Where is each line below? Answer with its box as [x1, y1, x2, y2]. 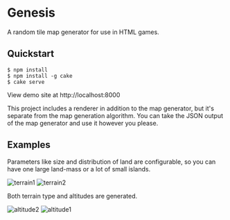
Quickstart [7, 48, 55, 60]
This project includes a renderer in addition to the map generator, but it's [7, 104, 215, 112]
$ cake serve [7, 78, 45, 85]
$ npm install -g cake [7, 72, 73, 79]
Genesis [7, 5, 55, 21]
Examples [7, 139, 51, 151]
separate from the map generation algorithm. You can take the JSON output [7, 111, 224, 119]
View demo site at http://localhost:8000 [7, 90, 121, 99]
